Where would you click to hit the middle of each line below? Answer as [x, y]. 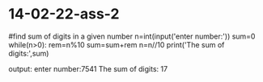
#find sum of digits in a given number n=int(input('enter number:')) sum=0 [132, 36]
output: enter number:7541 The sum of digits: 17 [88, 68]
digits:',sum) [29, 53]
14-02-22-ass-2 [64, 14]
